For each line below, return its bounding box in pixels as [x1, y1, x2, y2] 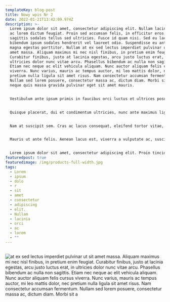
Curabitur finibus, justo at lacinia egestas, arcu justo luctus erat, [10, 54, 164, 60]
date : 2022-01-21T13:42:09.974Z [5, 17, 73, 22]
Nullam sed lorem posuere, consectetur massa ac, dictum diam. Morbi [10, 78, 159, 83]
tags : [5, 164, 17, 169]
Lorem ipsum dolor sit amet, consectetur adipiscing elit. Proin [10, 150, 151, 156]
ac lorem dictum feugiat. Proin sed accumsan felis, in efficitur [10, 31, 153, 36]
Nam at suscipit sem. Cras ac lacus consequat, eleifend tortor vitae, [10, 123, 164, 128]
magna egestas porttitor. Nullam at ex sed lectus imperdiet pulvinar [10, 45, 162, 50]
